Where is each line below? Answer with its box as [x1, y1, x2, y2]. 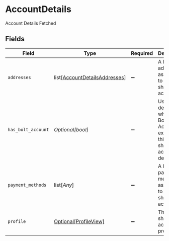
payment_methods [8, 182, 47, 188]
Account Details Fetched [5, 20, 56, 26]
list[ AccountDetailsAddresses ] [53, 74, 126, 81]
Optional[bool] [53, 126, 89, 133]
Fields [5, 35, 25, 43]
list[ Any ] [53, 181, 74, 188]
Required [130, 49, 153, 56]
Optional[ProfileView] [53, 218, 105, 225]
